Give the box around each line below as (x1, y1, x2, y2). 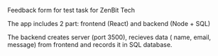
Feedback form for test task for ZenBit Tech (7, 6, 136, 14)
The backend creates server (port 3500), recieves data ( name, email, (7, 33, 212, 41)
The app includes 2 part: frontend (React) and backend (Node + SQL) (7, 20, 211, 27)
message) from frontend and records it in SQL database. (7, 41, 173, 48)
